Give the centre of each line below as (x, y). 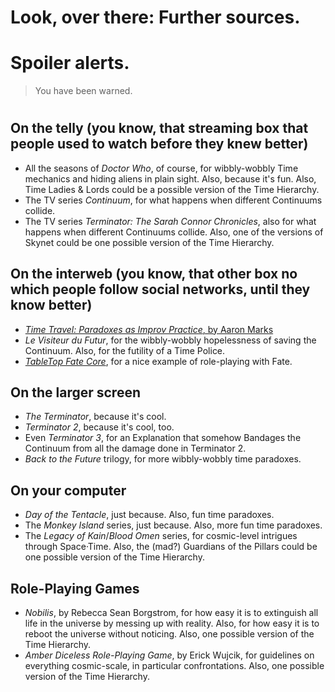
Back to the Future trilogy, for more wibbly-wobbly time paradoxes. (163, 459)
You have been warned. (83, 91)
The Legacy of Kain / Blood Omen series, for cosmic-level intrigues (161, 536)
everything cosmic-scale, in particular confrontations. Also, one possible (174, 665)
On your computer (68, 490)
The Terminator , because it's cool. (95, 417)
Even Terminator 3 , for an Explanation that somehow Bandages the (163, 438)
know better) (51, 305)
